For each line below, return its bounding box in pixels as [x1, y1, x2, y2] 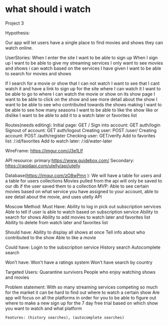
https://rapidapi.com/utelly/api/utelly [5, 162, 81, 169]
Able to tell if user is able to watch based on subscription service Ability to [5, 209, 158, 215]
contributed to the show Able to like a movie [5, 234, 96, 240]
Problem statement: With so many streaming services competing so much [5, 284, 158, 290]
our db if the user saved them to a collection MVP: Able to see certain [5, 183, 149, 189]
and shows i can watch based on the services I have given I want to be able [5, 65, 161, 71]
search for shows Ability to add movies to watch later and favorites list [5, 214, 150, 220]
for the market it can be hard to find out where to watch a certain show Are [5, 289, 160, 295]
